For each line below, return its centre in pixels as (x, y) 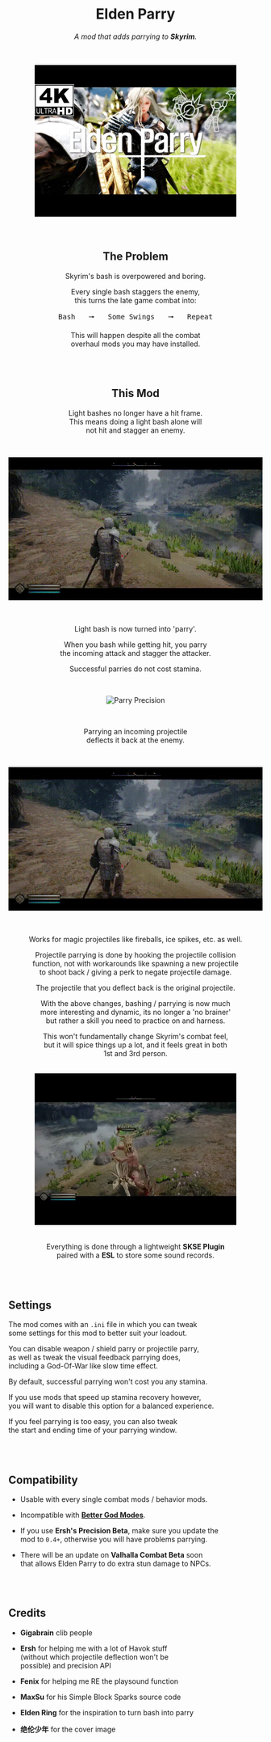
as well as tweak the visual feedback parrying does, (95, 1357)
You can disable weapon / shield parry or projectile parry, (104, 1349)
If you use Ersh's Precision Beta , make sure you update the (119, 1531)
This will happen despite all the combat (135, 335)
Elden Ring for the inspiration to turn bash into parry (107, 1712)
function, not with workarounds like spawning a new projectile (135, 964)
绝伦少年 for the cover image (68, 1729)
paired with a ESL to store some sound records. (135, 1255)
